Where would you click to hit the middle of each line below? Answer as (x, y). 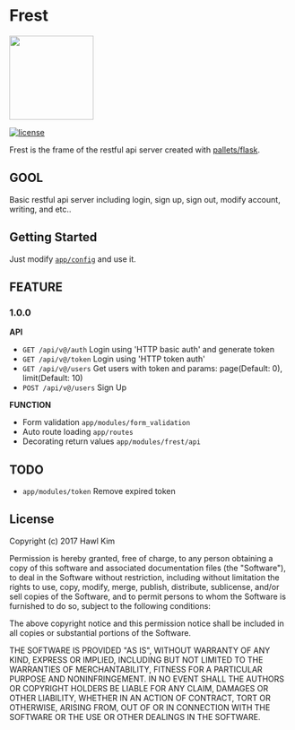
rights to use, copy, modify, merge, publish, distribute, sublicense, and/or (144, 587)
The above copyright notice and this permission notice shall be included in (147, 623)
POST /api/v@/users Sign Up (74, 387)
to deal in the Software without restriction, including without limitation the (144, 577)
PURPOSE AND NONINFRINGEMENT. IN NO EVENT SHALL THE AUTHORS (147, 679)
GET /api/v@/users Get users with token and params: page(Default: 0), (152, 369)
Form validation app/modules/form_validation (106, 422)
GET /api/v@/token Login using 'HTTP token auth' (114, 359)
